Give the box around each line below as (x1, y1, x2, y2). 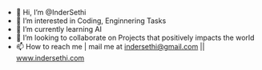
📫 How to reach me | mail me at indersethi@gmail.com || (15, 42, 205, 51)
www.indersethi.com (15, 53, 85, 63)
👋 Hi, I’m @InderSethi (15, 8, 87, 17)
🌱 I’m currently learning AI (15, 25, 103, 33)
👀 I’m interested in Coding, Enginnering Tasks (15, 16, 167, 25)
